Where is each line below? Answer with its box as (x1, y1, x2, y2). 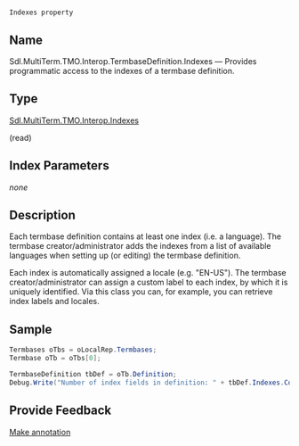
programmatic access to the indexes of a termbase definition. (9, 66, 235, 76)
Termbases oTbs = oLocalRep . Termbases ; (9, 345, 158, 355)
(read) (9, 132, 32, 143)
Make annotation (9, 426, 71, 437)
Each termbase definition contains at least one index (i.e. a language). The (9, 231, 282, 242)
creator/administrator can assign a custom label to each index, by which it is (9, 277, 288, 288)
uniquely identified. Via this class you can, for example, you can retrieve (9, 286, 273, 297)
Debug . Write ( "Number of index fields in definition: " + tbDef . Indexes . (9, 378, 285, 387)
